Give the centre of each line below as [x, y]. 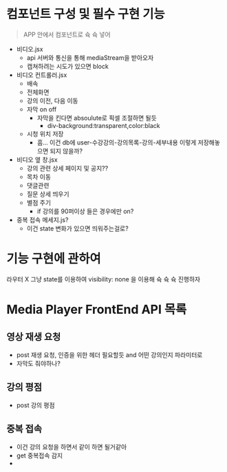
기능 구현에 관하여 [54, 259]
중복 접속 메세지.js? [42, 219]
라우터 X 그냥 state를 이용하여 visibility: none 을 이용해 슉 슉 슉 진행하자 [104, 279]
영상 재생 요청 [34, 337]
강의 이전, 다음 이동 [52, 100]
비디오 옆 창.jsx [37, 160]
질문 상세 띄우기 [48, 194]
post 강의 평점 [36, 405]
